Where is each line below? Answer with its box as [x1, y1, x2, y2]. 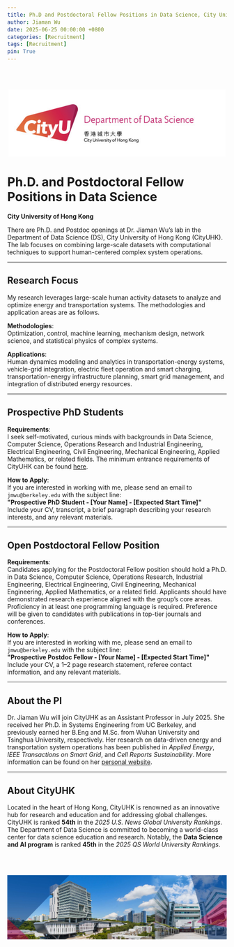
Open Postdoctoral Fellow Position [7, 540, 160, 552]
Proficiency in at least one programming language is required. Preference [7, 603, 218, 611]
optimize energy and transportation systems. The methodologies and [7, 300, 205, 309]
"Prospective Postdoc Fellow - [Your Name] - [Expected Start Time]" [7, 653, 210, 661]
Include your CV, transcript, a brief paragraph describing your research [7, 505, 211, 513]
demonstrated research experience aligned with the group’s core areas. [7, 595, 212, 603]
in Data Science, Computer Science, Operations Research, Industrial [7, 573, 203, 581]
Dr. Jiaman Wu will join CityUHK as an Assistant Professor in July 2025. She [7, 713, 225, 722]
